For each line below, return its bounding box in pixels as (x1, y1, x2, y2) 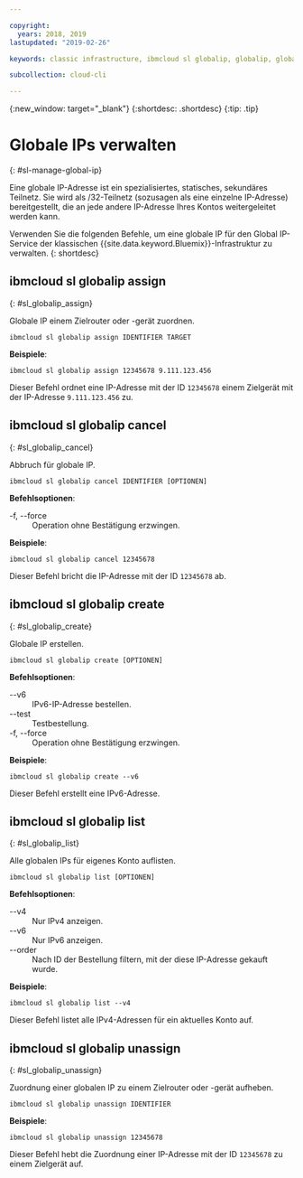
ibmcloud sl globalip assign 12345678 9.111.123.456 (9, 366, 212, 375)
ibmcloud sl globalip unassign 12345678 (9, 1133, 164, 1143)
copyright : (9, 21, 50, 30)
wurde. (32, 964, 59, 975)
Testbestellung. (32, 717, 89, 728)
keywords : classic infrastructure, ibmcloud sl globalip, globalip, (9, 54, 272, 63)
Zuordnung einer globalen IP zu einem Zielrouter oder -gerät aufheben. (9, 1082, 274, 1093)
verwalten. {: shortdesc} (9, 248, 99, 258)
